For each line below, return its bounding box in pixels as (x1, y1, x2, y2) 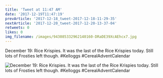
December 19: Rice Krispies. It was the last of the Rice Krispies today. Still (5, 47, 153, 54)
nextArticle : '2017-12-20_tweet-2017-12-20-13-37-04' (5, 20, 117, 26)
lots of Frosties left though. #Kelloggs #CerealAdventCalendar (5, 53, 131, 58)
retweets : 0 (5, 25, 29, 30)
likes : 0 (5, 30, 23, 35)
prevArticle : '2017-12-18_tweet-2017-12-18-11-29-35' (5, 16, 117, 21)
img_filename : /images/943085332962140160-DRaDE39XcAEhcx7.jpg (5, 35, 137, 39)
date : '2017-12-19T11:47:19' (5, 12, 65, 17)
